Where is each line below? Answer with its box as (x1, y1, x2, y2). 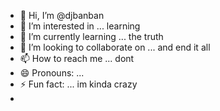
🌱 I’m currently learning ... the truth (19, 31, 164, 42)
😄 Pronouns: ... (19, 67, 85, 79)
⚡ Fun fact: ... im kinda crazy (19, 78, 138, 90)
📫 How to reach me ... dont (19, 53, 135, 64)
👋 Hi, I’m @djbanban (19, 10, 105, 21)
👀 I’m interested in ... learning (19, 20, 141, 32)
